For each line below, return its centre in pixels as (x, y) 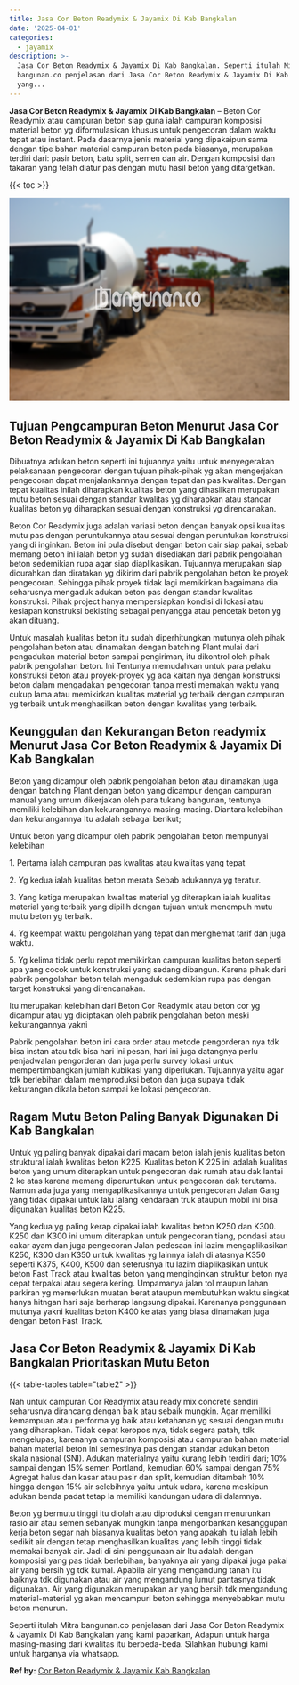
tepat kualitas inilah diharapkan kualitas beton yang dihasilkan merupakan (145, 490)
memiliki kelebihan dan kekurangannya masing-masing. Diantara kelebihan (146, 809)
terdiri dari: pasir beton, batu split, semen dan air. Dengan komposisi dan (142, 158)
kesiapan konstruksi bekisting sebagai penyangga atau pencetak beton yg (145, 611)
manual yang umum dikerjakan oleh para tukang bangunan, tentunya (135, 800)
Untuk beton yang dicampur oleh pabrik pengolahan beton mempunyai (139, 835)
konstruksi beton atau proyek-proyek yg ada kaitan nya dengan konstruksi (145, 675)
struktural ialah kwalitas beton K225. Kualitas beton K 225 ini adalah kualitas (149, 1162)
